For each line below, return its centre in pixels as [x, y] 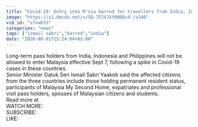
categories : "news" [30, 28]
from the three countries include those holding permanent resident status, [96, 81]
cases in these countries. [37, 68]
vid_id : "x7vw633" [29, 22]
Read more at [22, 100]
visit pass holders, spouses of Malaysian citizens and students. [82, 93]
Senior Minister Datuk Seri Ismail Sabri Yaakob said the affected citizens [93, 75]
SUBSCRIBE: [22, 112]
